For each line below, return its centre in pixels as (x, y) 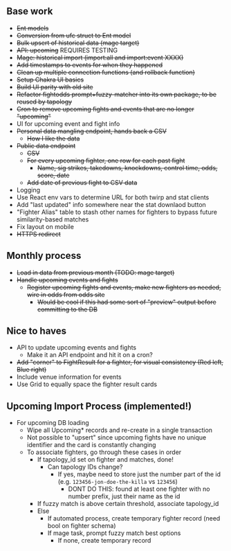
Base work (30, 11)
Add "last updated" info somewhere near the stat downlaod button (111, 204)
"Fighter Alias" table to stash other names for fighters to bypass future (117, 212)
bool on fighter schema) (82, 526)
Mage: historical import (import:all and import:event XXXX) (100, 57)
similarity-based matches (53, 219)
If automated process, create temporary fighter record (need (134, 518)
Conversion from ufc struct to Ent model (74, 35)
